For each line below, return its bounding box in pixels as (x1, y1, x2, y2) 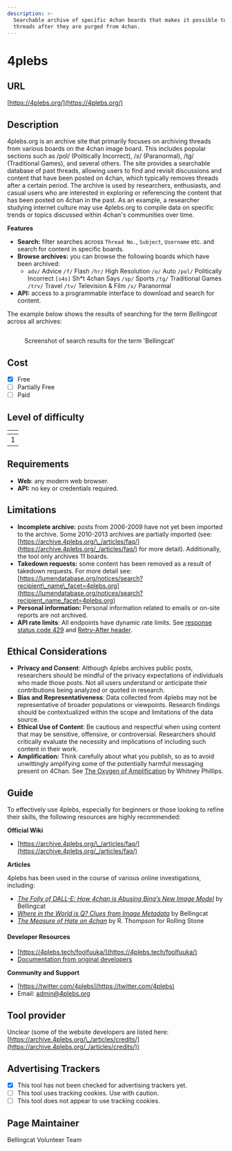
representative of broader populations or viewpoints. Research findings (17, 701, 220, 709)
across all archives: (7, 317, 62, 325)
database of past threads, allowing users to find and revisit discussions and (7, 167, 222, 175)
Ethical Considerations (7, 645, 107, 658)
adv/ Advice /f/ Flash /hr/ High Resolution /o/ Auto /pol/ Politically (27, 267, 222, 276)
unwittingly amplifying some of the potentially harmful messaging (17, 760, 204, 768)
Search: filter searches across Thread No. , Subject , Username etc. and (17, 238, 215, 246)
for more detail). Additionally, (139, 544, 222, 553)
